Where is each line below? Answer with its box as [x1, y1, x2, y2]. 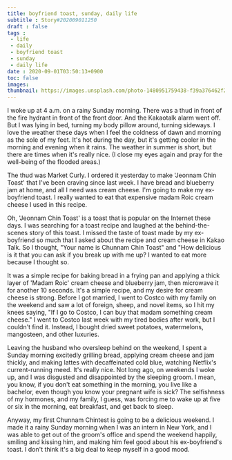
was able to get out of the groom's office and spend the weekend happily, [7, 430, 217, 439]
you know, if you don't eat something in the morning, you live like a [7, 380, 197, 389]
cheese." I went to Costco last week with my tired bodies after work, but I [7, 315, 215, 324]
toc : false [7, 74, 39, 82]
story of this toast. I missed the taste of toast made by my [29, 229, 193, 237]
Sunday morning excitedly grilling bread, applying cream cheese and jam [7, 351, 215, 360]
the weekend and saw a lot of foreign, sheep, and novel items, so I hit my [7, 301, 215, 309]
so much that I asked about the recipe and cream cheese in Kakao [36, 236, 225, 244]
